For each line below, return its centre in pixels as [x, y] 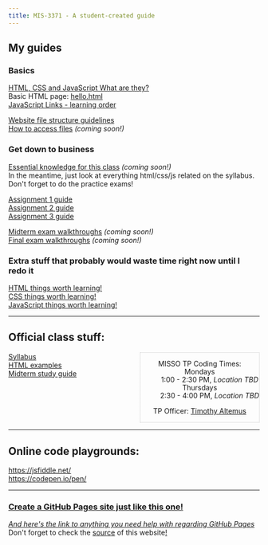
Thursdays [200, 388]
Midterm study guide [43, 373]
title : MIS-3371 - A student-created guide [82, 16]
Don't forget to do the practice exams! [71, 183]
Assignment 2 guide [41, 207]
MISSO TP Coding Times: [200, 363]
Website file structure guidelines [61, 120]
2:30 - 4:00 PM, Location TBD [209, 396]
